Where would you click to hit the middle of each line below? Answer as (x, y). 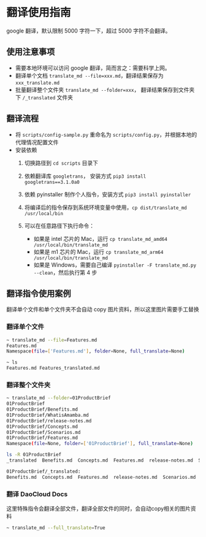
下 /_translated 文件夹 (44, 97)
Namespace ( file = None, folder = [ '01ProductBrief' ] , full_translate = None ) (100, 444)
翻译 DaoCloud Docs (37, 494)
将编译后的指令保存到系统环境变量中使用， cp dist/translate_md (105, 207)
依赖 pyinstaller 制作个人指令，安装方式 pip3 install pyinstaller (108, 194)
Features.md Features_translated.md (53, 368)
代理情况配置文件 (37, 142)
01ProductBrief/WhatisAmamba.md (48, 415)
